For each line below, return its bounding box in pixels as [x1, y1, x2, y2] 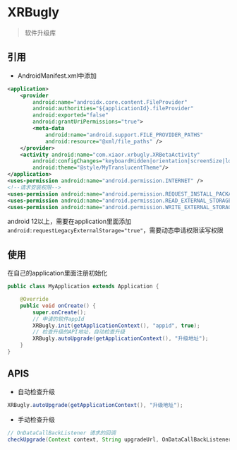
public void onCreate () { [20, 302, 97, 309]
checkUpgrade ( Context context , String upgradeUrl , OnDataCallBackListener [7, 436, 232, 443]
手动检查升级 [17, 415, 55, 424]
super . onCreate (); [32, 309, 87, 316]
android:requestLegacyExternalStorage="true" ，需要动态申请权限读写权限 [7, 226, 224, 235]
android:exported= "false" [32, 112, 109, 119]
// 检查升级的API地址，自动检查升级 [32, 328, 126, 336]
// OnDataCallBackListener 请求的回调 [7, 429, 116, 437]
